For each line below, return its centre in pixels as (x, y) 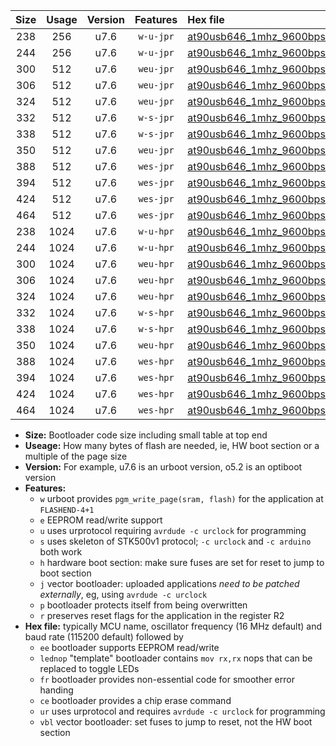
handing (56, 690)
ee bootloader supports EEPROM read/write (129, 647)
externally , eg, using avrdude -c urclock (123, 594)
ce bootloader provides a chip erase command (135, 700)
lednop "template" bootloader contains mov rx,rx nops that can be (176, 658)
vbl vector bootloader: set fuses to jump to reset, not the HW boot (176, 722)
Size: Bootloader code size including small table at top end (146, 435)
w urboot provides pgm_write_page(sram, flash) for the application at (181, 498)
